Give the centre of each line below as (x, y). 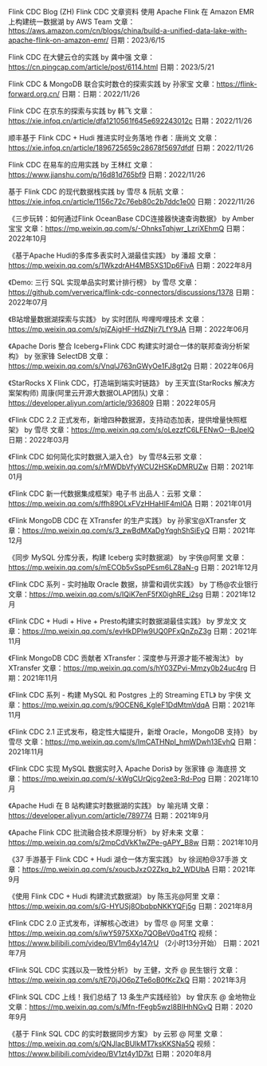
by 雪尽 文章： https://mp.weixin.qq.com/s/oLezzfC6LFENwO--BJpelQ (139, 430)
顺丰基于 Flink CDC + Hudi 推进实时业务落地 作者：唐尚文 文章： (114, 138)
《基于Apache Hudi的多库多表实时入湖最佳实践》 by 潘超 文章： (114, 255)
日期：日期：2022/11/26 (100, 94)
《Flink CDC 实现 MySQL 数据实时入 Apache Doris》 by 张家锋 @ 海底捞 (123, 769)
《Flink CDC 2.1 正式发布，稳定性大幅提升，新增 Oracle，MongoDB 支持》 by (133, 732)
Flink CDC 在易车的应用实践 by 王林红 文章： (82, 165)
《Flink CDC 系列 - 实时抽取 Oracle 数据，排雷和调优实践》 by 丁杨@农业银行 (133, 584)
